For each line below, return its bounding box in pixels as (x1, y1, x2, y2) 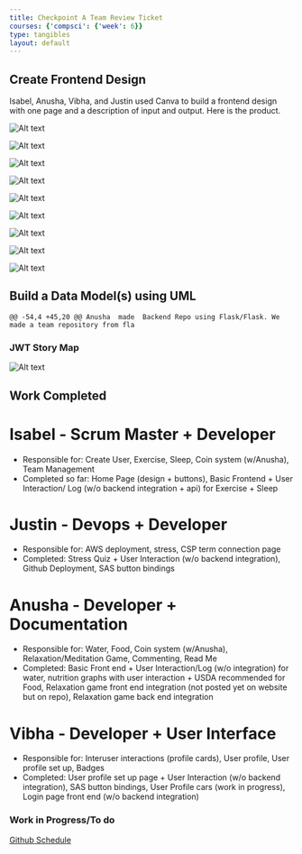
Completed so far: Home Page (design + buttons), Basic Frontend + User (22, 473, 293, 483)
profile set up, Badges (22, 763, 105, 774)
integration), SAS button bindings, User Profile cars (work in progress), (22, 782, 286, 793)
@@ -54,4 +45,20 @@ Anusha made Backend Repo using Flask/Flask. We (9, 312, 280, 321)
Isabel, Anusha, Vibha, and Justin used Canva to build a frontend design (9, 96, 278, 106)
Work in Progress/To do (9, 813, 115, 826)
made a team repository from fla (9, 320, 135, 329)
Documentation (9, 614, 129, 634)
